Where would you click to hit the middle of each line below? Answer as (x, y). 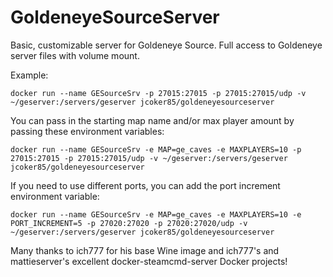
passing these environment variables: (87, 131)
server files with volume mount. (75, 55)
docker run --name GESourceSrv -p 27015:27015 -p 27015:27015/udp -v (158, 93)
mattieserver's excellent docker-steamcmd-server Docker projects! (149, 261)
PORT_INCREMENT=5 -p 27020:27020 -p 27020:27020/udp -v (129, 223)
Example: (29, 75)
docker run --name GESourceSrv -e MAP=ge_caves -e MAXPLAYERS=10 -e (156, 214)
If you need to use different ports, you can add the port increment (145, 185)
